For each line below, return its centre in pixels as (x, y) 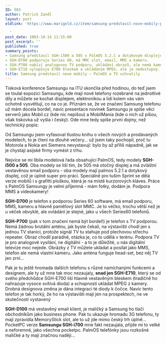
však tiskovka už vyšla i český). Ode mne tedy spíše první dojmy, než (76, 120)
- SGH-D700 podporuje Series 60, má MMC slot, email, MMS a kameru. (77, 60)
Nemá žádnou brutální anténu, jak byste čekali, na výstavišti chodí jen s (78, 227)
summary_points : (22, 51)
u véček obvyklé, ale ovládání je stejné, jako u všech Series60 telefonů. (78, 212)
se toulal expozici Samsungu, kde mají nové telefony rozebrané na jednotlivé (83, 93)
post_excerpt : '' (23, 42)
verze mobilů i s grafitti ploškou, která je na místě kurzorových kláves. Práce (83, 181)
